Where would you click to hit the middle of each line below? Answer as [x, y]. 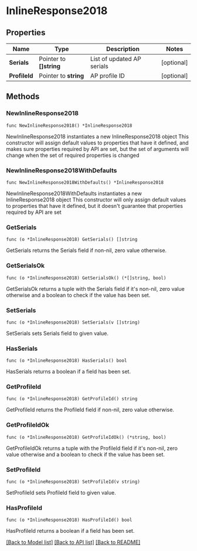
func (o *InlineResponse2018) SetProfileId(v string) [73, 482]
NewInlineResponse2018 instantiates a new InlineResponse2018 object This [98, 136]
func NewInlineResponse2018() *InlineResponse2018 [69, 125]
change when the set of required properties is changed [73, 155]
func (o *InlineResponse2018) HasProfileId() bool [69, 520]
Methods [23, 97]
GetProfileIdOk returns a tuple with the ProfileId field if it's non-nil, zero [92, 448]
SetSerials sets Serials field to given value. [57, 333]
